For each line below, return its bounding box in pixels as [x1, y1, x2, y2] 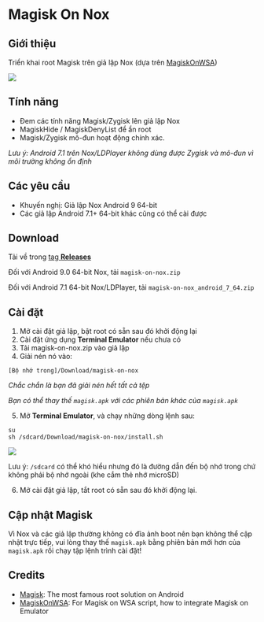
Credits [8, 568, 46, 582]
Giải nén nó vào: [19, 352, 73, 361]
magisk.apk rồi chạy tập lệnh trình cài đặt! [8, 546, 142, 556]
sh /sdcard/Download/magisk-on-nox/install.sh [8, 433, 163, 442]
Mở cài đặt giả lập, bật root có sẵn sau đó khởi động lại [19, 327, 198, 336]
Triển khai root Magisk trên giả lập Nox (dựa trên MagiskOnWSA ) [8, 57, 218, 67]
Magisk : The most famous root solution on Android [19, 589, 185, 599]
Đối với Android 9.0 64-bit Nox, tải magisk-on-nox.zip [8, 268, 181, 277]
